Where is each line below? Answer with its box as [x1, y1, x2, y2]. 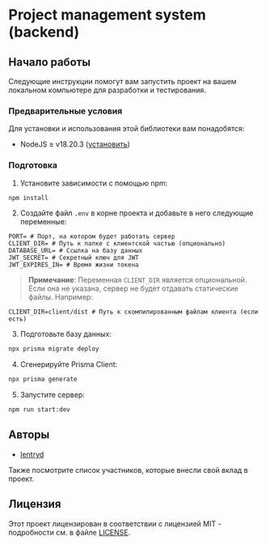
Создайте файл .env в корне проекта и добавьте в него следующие [19, 208, 254, 218]
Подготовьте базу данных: [19, 330, 112, 339]
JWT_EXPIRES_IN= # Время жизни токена [8, 261, 139, 269]
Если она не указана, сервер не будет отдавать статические [27, 283, 239, 293]
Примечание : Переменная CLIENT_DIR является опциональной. [27, 275, 247, 285]
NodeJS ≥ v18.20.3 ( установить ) [19, 139, 131, 149]
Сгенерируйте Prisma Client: [19, 360, 118, 369]
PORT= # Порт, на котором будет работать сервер [8, 232, 175, 241]
